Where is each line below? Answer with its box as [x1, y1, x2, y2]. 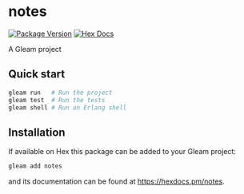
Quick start [8, 67, 66, 81]
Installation [8, 125, 66, 139]
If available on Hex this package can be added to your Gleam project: [8, 147, 236, 156]
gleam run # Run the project [8, 89, 113, 97]
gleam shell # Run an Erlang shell [8, 103, 127, 112]
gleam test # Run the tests [8, 96, 106, 104]
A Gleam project [8, 44, 62, 53]
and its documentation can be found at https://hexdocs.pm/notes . [8, 176, 226, 186]
